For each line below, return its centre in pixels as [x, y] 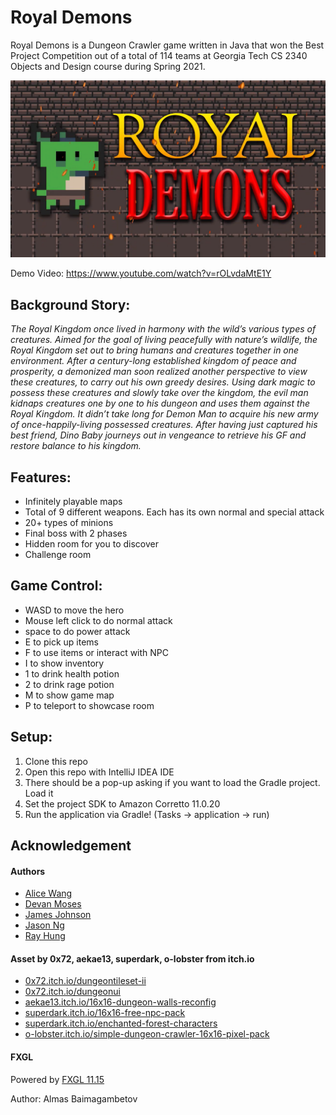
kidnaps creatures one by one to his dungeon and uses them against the [160, 403]
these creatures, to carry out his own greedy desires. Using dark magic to [163, 382]
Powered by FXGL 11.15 [57, 1079]
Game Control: [56, 586]
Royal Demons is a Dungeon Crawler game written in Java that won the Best [167, 45]
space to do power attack [77, 631]
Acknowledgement [71, 846]
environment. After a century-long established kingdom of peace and [153, 361]
